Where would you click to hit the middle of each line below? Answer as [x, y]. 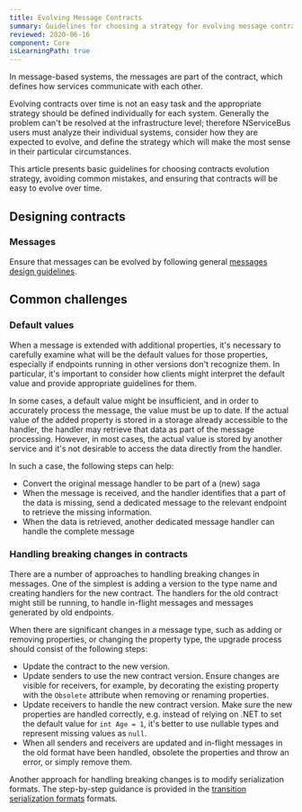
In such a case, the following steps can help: [92, 465]
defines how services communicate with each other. [106, 86]
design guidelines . [43, 271]
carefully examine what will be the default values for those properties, [138, 354]
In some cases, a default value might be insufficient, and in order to [134, 401]
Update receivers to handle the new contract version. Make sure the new [157, 704]
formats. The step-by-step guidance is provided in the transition [128, 789]
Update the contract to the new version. [96, 666]
